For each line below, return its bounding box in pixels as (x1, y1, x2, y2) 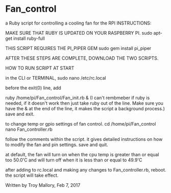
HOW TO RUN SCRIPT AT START (5, 65, 75, 71)
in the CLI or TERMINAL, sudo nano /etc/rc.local (5, 75, 106, 81)
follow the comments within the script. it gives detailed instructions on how (5, 136, 163, 142)
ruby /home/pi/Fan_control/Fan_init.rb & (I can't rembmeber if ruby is (5, 94, 150, 101)
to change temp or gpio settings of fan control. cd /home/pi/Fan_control (5, 120, 156, 127)
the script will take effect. (5, 172, 59, 178)
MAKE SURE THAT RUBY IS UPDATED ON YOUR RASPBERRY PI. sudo (5, 30, 153, 36)
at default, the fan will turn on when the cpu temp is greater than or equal (5, 151, 159, 157)
